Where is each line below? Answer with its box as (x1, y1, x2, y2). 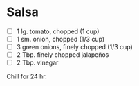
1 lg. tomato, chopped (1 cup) (16, 27, 100, 35)
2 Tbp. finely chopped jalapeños (16, 51, 109, 59)
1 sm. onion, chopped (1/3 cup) (16, 35, 105, 43)
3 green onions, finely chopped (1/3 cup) (16, 43, 133, 51)
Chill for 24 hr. (6, 72, 47, 80)
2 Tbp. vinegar (16, 58, 59, 67)
